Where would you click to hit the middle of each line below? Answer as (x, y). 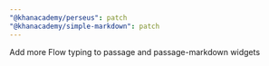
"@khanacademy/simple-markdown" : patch (85, 26)
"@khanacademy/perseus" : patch (68, 18)
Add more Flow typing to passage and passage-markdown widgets (135, 52)
